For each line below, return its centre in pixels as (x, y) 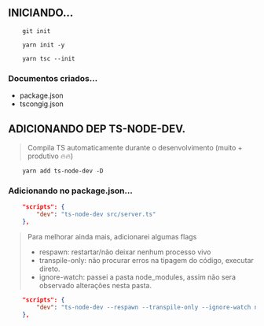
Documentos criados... (53, 78)
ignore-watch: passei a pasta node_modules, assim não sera (137, 277)
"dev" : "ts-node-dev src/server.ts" (96, 215)
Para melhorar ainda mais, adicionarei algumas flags (112, 236)
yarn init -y (44, 45)
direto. (49, 269)
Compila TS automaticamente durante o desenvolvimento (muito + (135, 147)
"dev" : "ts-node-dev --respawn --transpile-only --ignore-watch (144, 307)
